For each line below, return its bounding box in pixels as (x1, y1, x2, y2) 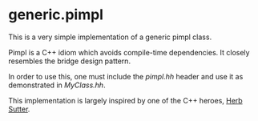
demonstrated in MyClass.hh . (8, 80, 106, 90)
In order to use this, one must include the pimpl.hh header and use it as (8, 71, 244, 81)
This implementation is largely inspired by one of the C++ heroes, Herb (8, 95, 243, 105)
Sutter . (8, 104, 30, 114)
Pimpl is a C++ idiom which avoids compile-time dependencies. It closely (8, 47, 250, 57)
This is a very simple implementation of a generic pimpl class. (8, 32, 212, 42)
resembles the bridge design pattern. (8, 56, 131, 66)
